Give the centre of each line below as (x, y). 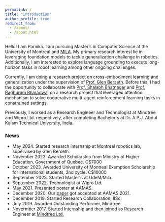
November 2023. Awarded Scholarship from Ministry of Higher (76, 157)
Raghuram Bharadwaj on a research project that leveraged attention (74, 92)
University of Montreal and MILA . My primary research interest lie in (74, 52)
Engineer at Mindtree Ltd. (38, 214)
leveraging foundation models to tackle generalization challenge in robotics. (82, 57)
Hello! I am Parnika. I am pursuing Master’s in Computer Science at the (77, 46)
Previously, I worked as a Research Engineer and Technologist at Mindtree (81, 112)
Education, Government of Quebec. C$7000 (57, 162)
